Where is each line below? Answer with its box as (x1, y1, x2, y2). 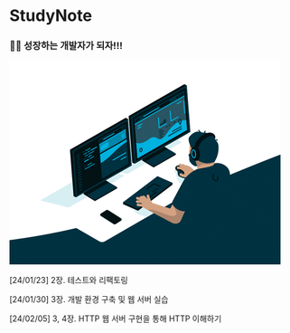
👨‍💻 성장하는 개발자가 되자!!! (9, 40, 124, 52)
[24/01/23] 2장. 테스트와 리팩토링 (9, 275, 128, 286)
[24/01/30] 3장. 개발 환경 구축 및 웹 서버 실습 (9, 294, 169, 305)
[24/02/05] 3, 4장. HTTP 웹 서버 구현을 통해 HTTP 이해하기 (9, 313, 222, 324)
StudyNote (9, 5, 93, 26)
